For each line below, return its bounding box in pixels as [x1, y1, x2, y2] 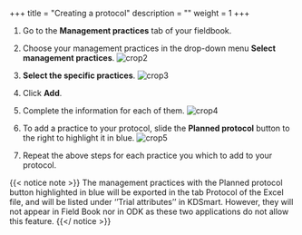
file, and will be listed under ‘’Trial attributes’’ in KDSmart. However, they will [9, 197, 294, 207]
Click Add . [22, 88, 63, 98]
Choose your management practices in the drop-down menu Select [22, 43, 277, 54]
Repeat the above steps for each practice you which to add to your [22, 150, 273, 161]
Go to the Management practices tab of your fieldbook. [22, 25, 232, 35]
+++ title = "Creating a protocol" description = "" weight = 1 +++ [9, 8, 250, 18]
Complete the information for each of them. [22, 105, 185, 116]
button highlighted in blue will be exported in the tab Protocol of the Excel [9, 187, 284, 198]
